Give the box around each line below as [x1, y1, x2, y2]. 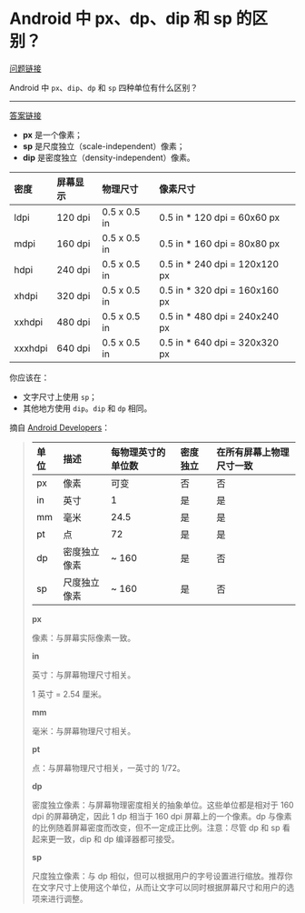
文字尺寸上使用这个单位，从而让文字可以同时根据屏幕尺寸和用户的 [39, 881, 287, 892]
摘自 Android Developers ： [9, 422, 111, 433]
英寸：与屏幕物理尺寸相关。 [31, 669, 136, 680]
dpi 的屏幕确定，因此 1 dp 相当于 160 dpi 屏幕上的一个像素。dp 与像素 [31, 810, 292, 821]
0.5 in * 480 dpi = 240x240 [158, 310, 280, 323]
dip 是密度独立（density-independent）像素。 [22, 152, 195, 163]
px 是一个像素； [22, 129, 84, 140]
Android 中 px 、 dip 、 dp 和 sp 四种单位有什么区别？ [9, 82, 199, 93]
